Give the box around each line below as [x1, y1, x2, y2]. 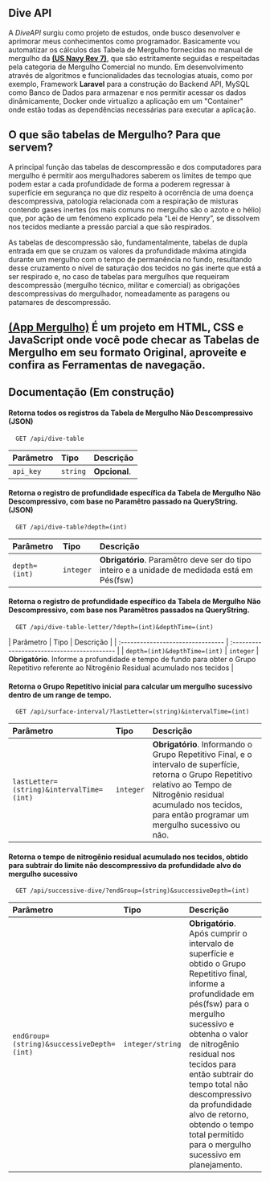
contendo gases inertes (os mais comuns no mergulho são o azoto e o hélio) [8, 204, 262, 214]
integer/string [123, 1039, 182, 1049]
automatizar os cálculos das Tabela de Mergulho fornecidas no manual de [8, 44, 253, 55]
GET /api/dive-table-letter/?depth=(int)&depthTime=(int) [15, 623, 215, 632]
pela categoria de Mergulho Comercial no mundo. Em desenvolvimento [8, 62, 243, 72]
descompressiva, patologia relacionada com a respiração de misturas [8, 196, 239, 206]
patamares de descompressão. [8, 297, 112, 307]
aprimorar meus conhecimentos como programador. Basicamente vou [8, 36, 241, 46]
